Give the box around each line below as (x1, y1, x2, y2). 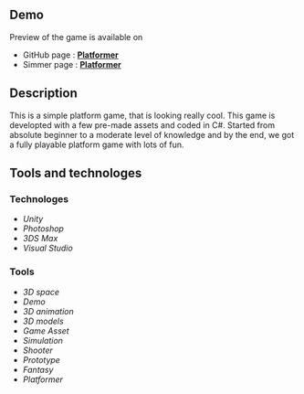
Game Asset (22, 325, 70, 336)
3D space (22, 286, 60, 297)
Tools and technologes (9, 165, 142, 181)
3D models (22, 315, 64, 326)
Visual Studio (22, 242, 73, 254)
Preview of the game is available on (9, 31, 143, 42)
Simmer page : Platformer (22, 59, 121, 69)
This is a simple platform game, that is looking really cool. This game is (9, 110, 276, 121)
